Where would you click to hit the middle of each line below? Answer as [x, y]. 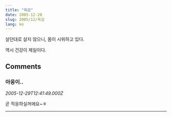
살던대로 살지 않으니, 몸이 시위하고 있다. [45, 39]
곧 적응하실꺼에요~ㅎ [26, 104]
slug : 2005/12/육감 [25, 19]
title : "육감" [19, 10]
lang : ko [15, 24]
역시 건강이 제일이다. [26, 50]
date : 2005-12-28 [24, 15]
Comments [23, 66]
